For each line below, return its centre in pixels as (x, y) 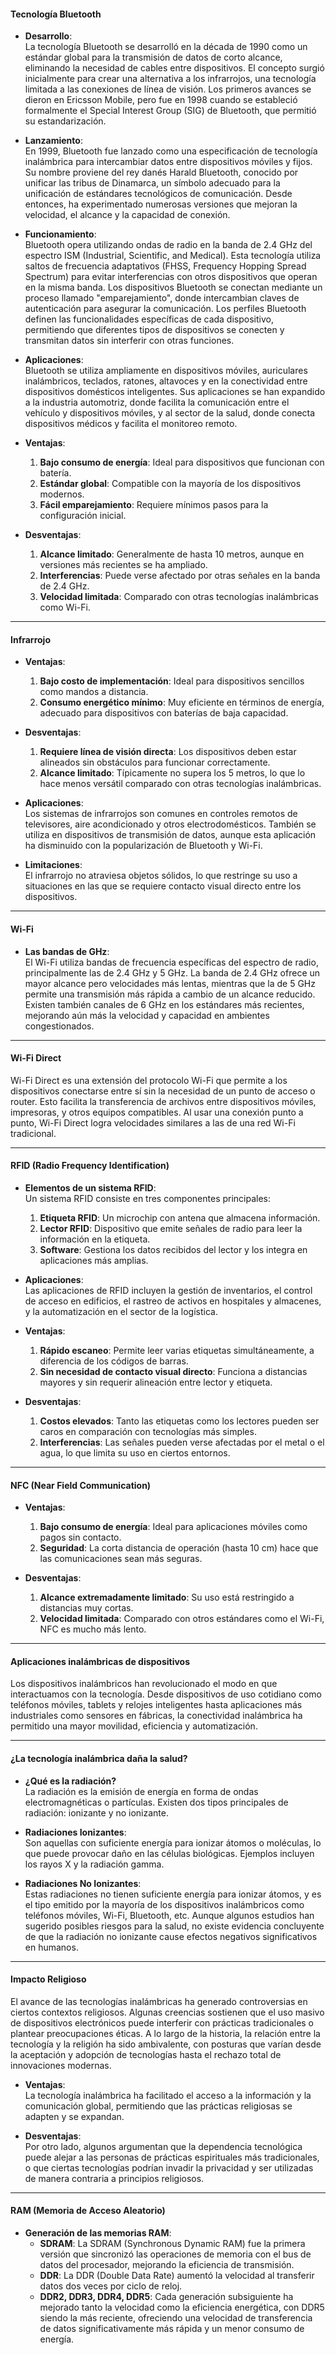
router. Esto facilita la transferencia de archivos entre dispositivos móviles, (163, 1101)
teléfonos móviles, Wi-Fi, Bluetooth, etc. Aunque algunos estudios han (169, 1915)
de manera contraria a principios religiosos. (114, 2178)
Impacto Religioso (48, 1979)
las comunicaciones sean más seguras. (121, 1559)
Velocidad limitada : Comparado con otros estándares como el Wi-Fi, (182, 1619)
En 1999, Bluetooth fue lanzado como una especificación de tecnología (171, 151)
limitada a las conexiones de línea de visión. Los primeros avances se (168, 89)
